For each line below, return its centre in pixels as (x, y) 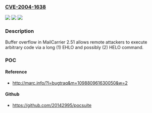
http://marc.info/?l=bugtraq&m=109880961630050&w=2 (70, 83)
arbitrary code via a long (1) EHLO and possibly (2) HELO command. (74, 47)
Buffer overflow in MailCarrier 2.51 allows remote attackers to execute (76, 42)
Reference (16, 72)
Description (20, 31)
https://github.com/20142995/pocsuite (52, 105)
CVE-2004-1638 (25, 7)
